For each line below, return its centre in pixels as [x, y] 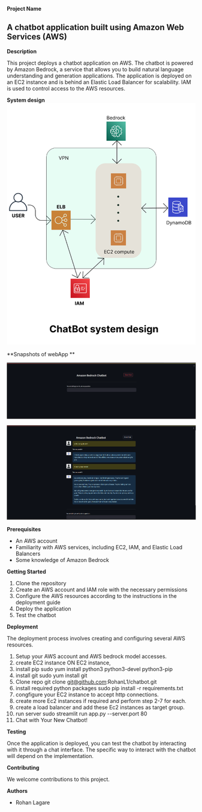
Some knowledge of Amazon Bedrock [62, 560]
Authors [17, 790]
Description [22, 51]
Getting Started [27, 572]
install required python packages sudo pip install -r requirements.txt [99, 688]
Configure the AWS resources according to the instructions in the [96, 596]
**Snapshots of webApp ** [41, 354]
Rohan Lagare [33, 802]
